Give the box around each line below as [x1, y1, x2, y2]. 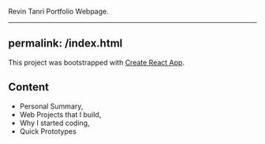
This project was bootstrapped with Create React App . [8, 57, 185, 67]
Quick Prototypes [19, 126, 77, 136]
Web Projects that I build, [19, 109, 102, 119]
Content [8, 80, 50, 94]
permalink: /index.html [8, 37, 123, 50]
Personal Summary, [19, 102, 84, 111]
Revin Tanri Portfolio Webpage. [8, 7, 109, 16]
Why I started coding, [19, 118, 90, 127]
